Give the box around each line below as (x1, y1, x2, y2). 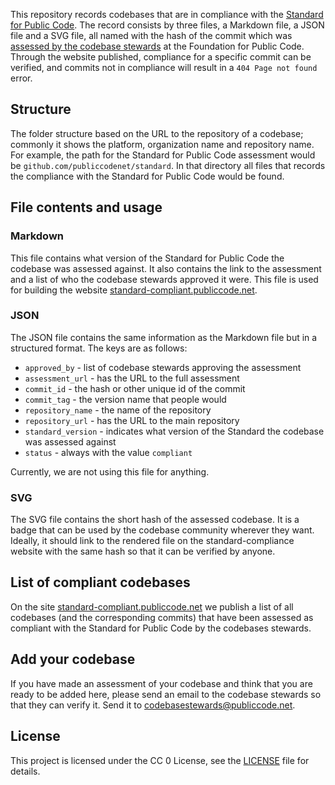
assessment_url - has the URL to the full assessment (24, 372, 240, 384)
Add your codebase (10, 651, 136, 668)
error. (10, 72, 33, 84)
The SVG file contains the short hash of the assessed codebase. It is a (10, 514, 300, 526)
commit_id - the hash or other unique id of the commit (24, 382, 246, 394)
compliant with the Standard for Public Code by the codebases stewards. (10, 622, 312, 634)
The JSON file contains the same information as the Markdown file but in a (10, 331, 318, 343)
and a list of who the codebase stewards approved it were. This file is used (10, 273, 319, 285)
